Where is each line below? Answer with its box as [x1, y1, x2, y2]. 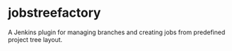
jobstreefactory [8, 5, 101, 21]
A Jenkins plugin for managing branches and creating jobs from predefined [8, 28, 226, 36]
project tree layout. [8, 35, 62, 43]
